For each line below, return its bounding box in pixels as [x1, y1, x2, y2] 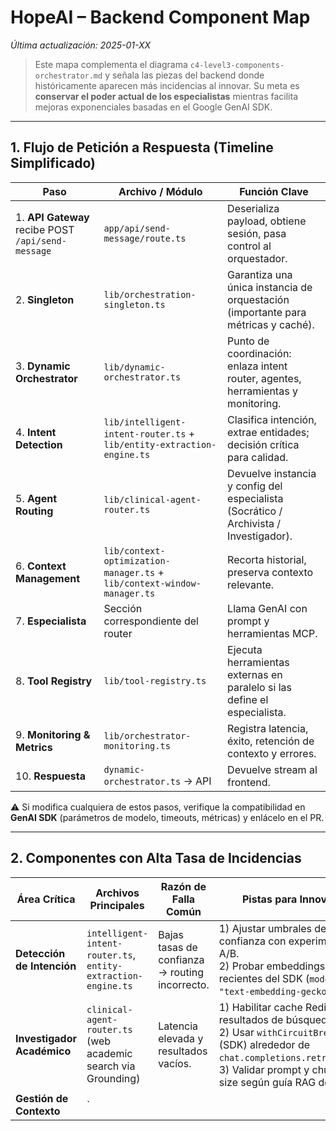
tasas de [158, 940, 198, 954]
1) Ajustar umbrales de [218, 921, 327, 935]
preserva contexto [227, 565, 314, 579]
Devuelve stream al [227, 762, 318, 776]
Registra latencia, [227, 721, 309, 735]
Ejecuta [227, 642, 263, 656]
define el [227, 692, 269, 706]
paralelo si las [227, 680, 292, 694]
